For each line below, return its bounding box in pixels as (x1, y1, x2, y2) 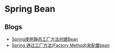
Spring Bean (4, 3, 56, 15)
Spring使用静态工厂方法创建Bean (11, 36, 78, 42)
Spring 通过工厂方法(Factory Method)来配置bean (11, 42, 110, 48)
